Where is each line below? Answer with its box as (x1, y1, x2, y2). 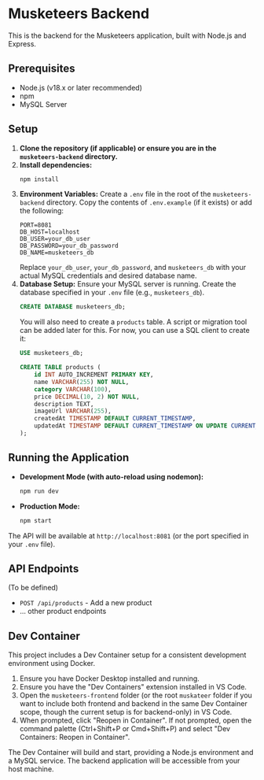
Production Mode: (19, 501, 80, 511)
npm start (19, 516, 53, 524)
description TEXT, (34, 400, 94, 408)
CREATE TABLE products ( (19, 364, 101, 372)
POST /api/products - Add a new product (19, 598, 152, 608)
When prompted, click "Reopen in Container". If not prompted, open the (19, 715, 252, 725)
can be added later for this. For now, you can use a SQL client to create (19, 326, 250, 335)
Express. (8, 39, 37, 48)
